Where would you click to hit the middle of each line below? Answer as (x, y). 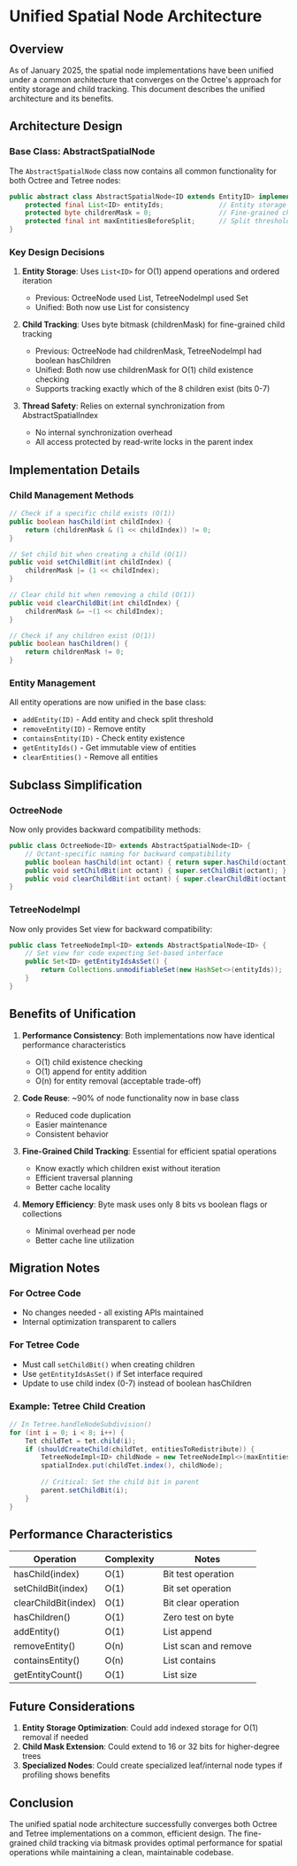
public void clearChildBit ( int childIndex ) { (94, 603)
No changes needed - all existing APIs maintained (113, 1312)
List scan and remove (207, 1646)
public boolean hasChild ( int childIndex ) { (91, 521)
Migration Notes (54, 1268)
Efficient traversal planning (84, 1178)
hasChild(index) (46, 1574)
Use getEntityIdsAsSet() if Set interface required (112, 1373)
